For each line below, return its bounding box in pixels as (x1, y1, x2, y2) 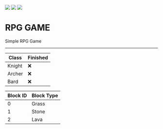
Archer (7, 70, 23, 77)
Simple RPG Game (5, 38, 42, 44)
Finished (27, 54, 49, 61)
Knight (7, 62, 23, 69)
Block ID (7, 92, 27, 99)
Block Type (31, 92, 58, 99)
